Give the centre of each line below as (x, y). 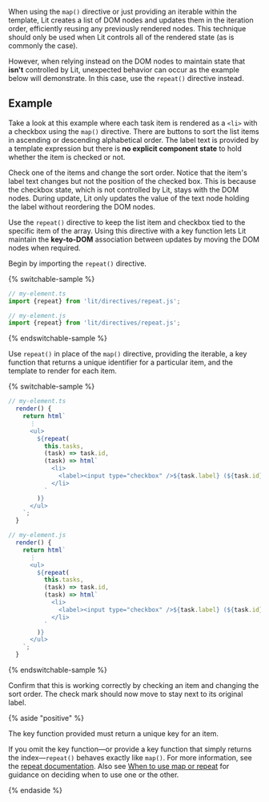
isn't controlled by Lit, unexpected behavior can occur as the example (124, 70)
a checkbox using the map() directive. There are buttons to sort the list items (134, 131)
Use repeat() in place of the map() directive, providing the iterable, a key (128, 354)
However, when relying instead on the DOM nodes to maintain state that (127, 61)
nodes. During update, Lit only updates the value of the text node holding (129, 198)
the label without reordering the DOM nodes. (82, 206)
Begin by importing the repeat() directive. (77, 263)
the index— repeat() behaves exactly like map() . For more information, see (130, 758)
